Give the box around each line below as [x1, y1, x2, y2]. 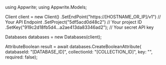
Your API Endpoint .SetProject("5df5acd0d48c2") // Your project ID [5, 19, 142, 25]
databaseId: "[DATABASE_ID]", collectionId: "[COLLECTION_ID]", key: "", [5, 49, 153, 55]
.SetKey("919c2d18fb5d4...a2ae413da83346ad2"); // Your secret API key [5, 24, 154, 30]
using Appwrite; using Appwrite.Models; [5, 4, 87, 10]
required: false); [5, 54, 38, 60]
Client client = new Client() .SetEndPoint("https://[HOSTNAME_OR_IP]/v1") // [5, 14, 161, 19]
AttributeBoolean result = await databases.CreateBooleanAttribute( [5, 44, 142, 49]
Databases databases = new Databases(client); [5, 34, 102, 40]
